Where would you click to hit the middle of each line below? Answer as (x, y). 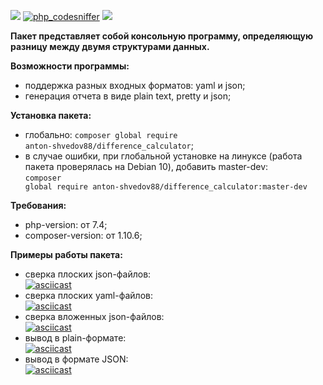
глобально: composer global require (101, 134)
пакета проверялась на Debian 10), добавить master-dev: (146, 166)
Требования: (38, 205)
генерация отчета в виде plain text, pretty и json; (128, 96)
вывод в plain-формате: (75, 338)
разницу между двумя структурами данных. (110, 46)
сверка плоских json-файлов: (88, 274)
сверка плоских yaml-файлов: (88, 295)
